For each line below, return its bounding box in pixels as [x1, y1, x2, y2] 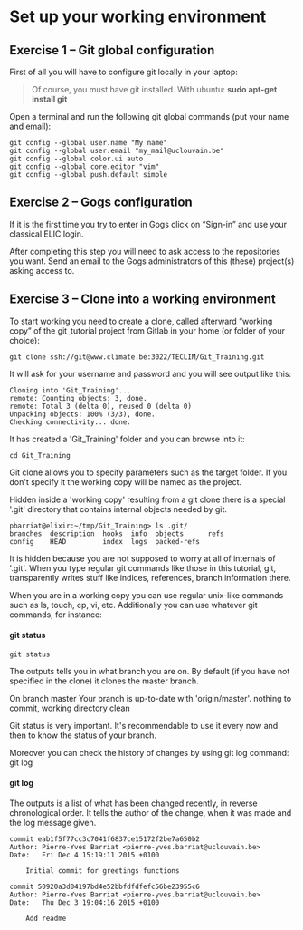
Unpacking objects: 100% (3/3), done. [9, 410, 156, 419]
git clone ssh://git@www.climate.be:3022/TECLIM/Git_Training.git [9, 352, 265, 362]
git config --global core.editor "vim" [9, 162, 160, 171]
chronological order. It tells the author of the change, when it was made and [9, 808, 292, 819]
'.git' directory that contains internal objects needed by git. [9, 503, 228, 514]
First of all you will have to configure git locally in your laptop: [9, 66, 238, 77]
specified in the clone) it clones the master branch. [9, 675, 199, 686]
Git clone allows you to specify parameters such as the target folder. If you [9, 467, 288, 478]
